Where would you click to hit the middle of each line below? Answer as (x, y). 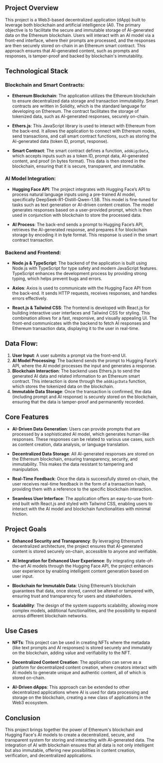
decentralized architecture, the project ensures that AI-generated (77, 546)
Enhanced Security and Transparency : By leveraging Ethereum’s (77, 541)
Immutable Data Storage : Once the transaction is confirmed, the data (82, 391)
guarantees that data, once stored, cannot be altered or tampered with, (83, 590)
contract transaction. (33, 240)
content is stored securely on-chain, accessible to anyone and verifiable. (85, 551)
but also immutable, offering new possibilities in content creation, (70, 750)
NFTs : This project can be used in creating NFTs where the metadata (81, 642)
